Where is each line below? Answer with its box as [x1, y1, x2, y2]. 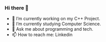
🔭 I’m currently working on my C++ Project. [11, 16, 100, 22]
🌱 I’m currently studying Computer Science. [11, 21, 101, 27]
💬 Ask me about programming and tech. [11, 26, 94, 32]
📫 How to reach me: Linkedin [11, 32, 73, 38]
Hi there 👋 [4, 4, 29, 11]
